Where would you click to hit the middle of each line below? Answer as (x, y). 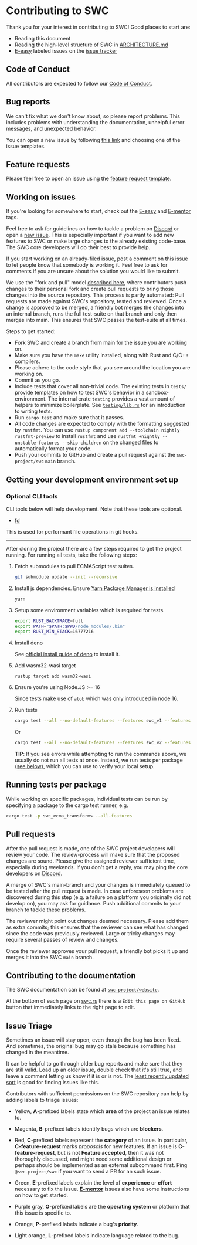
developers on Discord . (34, 873)
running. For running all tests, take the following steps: (72, 555)
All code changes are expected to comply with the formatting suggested (102, 424)
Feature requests (38, 164)
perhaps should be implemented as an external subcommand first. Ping (101, 1165)
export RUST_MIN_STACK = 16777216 (54, 632)
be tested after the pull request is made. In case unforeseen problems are (95, 891)
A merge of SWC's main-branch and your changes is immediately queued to (98, 884)
